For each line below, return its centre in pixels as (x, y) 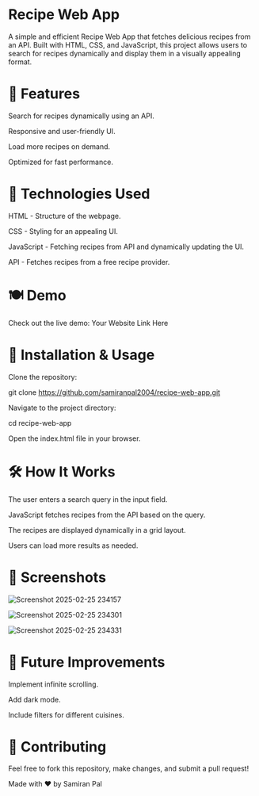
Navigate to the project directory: (62, 408)
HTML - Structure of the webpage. (65, 216)
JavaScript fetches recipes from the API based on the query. (107, 515)
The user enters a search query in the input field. (88, 499)
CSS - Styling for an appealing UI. (63, 231)
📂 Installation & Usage (82, 355)
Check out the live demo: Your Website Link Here (88, 323)
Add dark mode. (34, 699)
